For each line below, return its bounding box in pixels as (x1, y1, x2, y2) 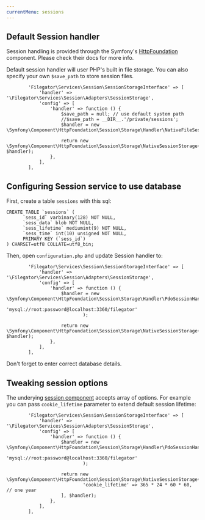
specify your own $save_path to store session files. (6, 73, 134, 80)
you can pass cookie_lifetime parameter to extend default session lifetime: (6, 401, 196, 408)
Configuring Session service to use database (6, 181, 182, 191)
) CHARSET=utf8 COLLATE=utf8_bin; (6, 241, 95, 247)
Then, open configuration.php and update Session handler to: (6, 252, 163, 260)
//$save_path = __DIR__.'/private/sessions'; (60, 117, 179, 123)
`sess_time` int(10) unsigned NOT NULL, (22, 230, 127, 237)
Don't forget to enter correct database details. (6, 360, 122, 367)
